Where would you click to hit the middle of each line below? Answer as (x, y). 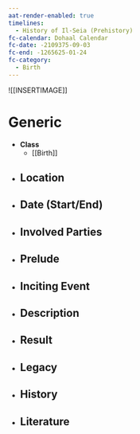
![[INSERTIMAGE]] (38, 90)
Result (36, 340)
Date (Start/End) (61, 205)
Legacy (39, 367)
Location (42, 178)
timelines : (26, 23)
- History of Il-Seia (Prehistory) (74, 30)
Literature (45, 422)
